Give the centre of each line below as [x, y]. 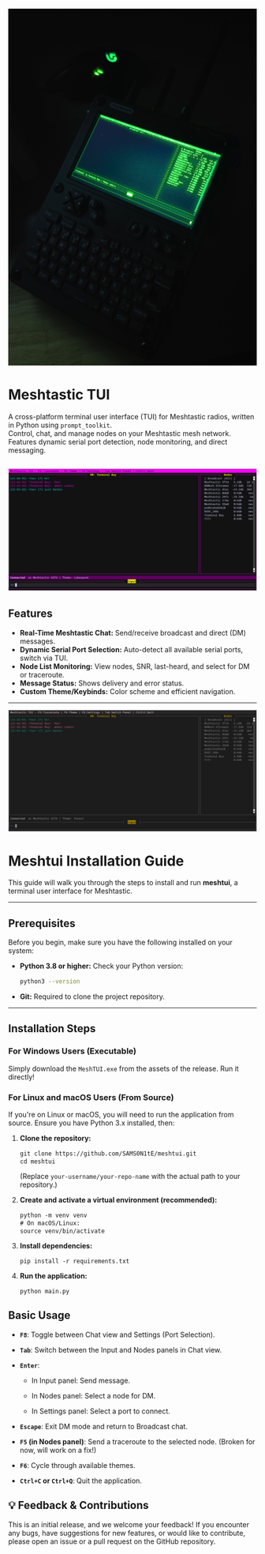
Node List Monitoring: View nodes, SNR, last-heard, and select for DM [134, 666]
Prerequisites [42, 923]
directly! [22, 1077]
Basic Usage [39, 1316]
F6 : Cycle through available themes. [77, 1465]
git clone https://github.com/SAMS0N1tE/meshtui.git [108, 1154]
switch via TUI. [44, 658]
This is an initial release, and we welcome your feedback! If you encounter [129, 1524]
